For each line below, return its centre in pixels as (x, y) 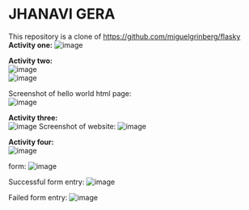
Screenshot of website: (78, 126)
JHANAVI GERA (62, 14)
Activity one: (30, 44)
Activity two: (31, 61)
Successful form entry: (46, 182)
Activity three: (33, 117)
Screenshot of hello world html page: (70, 93)
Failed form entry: (38, 197)
